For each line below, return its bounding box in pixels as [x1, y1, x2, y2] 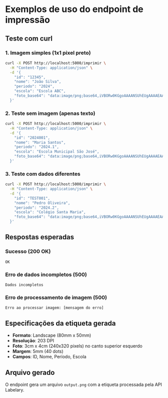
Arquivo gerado [5, 368, 55, 377]
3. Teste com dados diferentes [5, 170, 81, 177]
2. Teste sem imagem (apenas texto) [5, 109, 95, 116]
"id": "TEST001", [14, 196, 50, 201]
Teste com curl [5, 34, 52, 43]
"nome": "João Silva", [14, 79, 61, 84]
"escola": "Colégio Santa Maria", [14, 210, 86, 215]
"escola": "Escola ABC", [14, 89, 66, 94]
